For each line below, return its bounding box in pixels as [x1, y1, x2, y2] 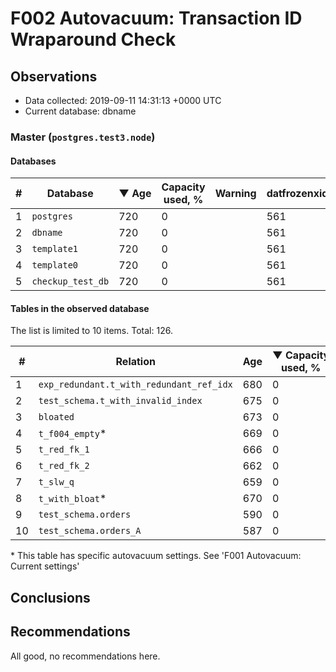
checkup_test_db [31, 276, 110, 287]
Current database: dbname [24, 105, 137, 117]
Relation [115, 355, 156, 369]
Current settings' [10, 560, 80, 572]
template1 [31, 243, 79, 255]
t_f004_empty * [38, 427, 107, 441]
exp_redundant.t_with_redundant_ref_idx [38, 379, 233, 391]
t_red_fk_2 [38, 460, 90, 472]
